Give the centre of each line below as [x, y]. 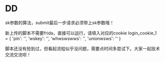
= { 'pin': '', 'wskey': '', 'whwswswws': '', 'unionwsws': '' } [63, 38]
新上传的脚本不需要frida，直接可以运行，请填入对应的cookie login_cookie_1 [81, 33]
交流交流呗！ [18, 55]
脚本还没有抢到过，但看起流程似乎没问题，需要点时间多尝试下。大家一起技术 [82, 48]
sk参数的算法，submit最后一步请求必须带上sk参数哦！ [60, 22]
